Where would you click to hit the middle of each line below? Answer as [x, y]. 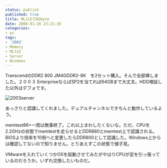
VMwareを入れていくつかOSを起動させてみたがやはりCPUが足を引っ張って [82, 155]
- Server [14, 56]
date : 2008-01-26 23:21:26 [33, 24]
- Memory [14, 47]
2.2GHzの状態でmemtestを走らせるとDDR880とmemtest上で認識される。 [81, 131]
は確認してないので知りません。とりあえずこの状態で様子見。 [69, 144]
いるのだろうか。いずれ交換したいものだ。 [49, 161]
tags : [11, 38]
